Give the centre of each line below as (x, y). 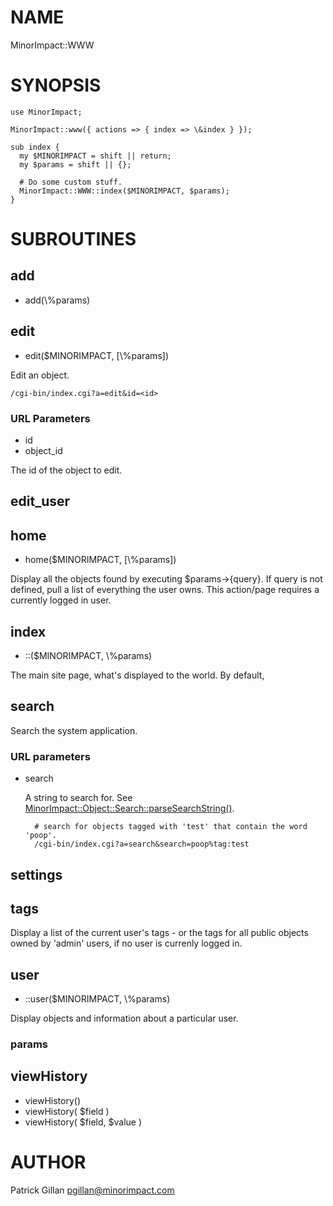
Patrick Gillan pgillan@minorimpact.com (92, 1190)
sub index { (35, 147)
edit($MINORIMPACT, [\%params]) (96, 355)
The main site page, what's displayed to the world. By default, (137, 675)
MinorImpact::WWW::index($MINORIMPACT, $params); (124, 191)
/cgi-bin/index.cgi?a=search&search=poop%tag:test (142, 844)
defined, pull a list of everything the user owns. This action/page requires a (165, 590)
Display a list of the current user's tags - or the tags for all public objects (159, 933)
